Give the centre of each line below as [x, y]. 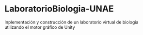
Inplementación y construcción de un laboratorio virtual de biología [71, 22]
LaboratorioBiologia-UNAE [59, 9]
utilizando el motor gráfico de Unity [40, 27]
